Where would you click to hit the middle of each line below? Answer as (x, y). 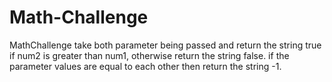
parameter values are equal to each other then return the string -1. (145, 66)
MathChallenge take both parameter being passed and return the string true (165, 45)
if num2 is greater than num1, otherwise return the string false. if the (149, 55)
